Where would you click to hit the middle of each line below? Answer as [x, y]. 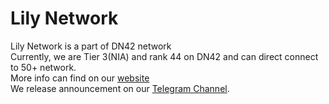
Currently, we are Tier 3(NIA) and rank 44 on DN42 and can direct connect [164, 56]
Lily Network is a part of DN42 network [91, 46]
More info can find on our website [80, 78]
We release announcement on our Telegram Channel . [120, 88]
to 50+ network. [43, 67]
